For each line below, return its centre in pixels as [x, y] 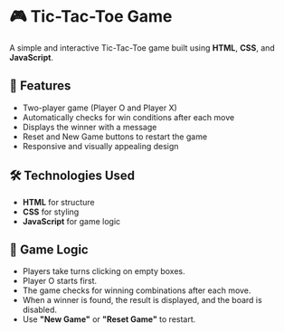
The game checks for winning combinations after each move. [137, 290]
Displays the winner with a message [90, 127]
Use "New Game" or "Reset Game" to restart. [109, 319]
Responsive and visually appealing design [100, 146]
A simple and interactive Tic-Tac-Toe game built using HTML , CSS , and [142, 47]
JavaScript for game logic [71, 221]
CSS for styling [51, 212]
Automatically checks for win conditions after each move [128, 117]
